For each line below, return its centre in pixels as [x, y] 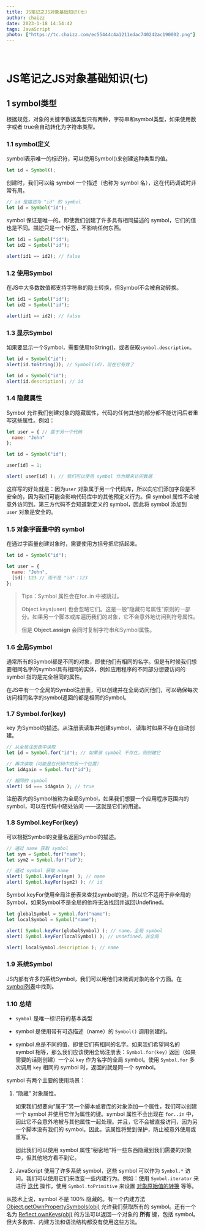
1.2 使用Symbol [29, 273]
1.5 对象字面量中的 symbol [45, 529]
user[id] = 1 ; [24, 465]
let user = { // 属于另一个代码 [44, 432]
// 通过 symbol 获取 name [38, 871]
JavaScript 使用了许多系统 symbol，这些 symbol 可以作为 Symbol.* [99, 1170]
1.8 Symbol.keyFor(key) [42, 823]
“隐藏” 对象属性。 [37, 1093]
